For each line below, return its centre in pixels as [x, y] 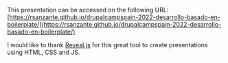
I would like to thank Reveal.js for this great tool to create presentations [107, 45]
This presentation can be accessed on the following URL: [88, 10]
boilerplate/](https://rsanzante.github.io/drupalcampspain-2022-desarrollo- [114, 24]
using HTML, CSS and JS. [44, 52]
